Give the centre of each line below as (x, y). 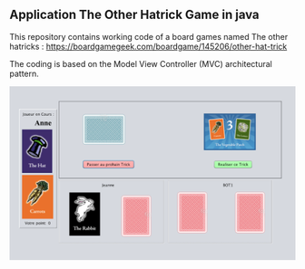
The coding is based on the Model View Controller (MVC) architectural (141, 63)
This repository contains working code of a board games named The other (149, 36)
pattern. (24, 73)
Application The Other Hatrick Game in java (135, 15)
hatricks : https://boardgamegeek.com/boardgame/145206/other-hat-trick (148, 46)
